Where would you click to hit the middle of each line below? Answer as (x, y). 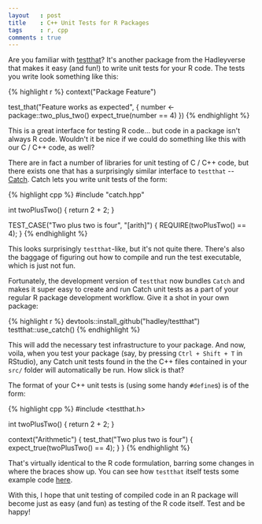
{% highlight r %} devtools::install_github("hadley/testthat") (104, 321)
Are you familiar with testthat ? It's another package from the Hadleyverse (127, 60)
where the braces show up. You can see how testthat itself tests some (124, 472)
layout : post (35, 15)
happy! (19, 512)
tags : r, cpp (38, 30)
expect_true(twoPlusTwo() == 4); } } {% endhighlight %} (99, 448)
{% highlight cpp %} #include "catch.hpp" (76, 195)
